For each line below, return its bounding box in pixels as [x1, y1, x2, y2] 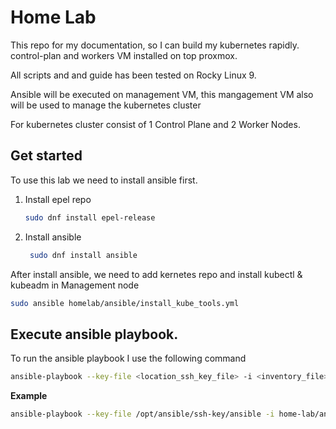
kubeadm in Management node [10, 279, 140, 291]
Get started [10, 147, 83, 165]
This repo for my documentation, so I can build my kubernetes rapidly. [10, 39, 300, 51]
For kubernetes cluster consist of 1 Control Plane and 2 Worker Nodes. [10, 118, 301, 130]
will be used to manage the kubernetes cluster [10, 99, 202, 111]
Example [10, 390, 48, 402]
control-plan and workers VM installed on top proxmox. [10, 49, 238, 61]
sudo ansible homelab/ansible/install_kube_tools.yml [10, 298, 240, 308]
